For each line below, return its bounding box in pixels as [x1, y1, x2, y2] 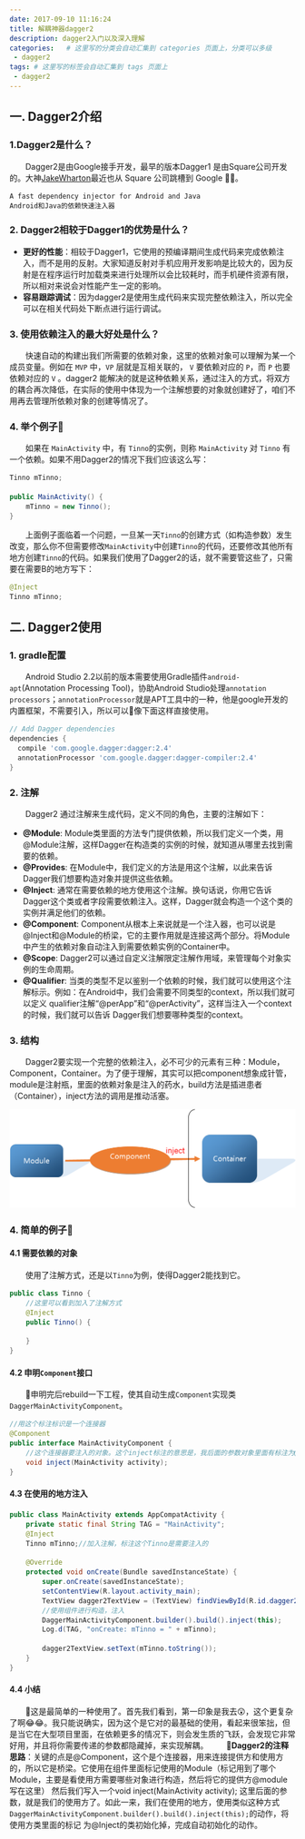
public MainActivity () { [9, 493, 103, 502]
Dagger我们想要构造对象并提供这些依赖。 [22, 872, 179, 884]
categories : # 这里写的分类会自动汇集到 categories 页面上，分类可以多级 [9, 44, 272, 53]
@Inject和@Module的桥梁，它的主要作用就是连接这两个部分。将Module [22, 929, 290, 940]
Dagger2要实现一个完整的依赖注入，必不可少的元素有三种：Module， [25, 1057, 285, 1067]
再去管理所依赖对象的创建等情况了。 [16, 396, 152, 407]
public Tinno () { [25, 1317, 92, 1327]
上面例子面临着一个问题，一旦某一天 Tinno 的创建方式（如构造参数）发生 [25, 529, 292, 540]
